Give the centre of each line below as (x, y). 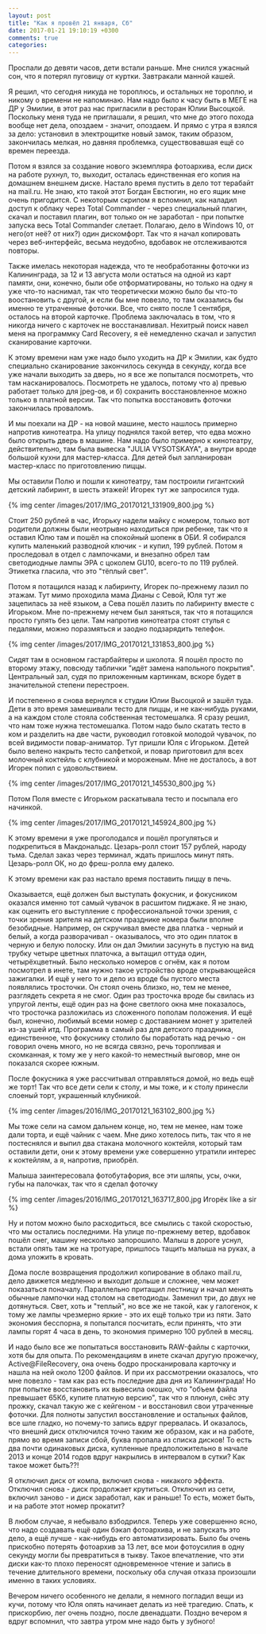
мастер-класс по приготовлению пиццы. (77, 466)
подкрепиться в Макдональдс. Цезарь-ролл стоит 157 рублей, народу (127, 847)
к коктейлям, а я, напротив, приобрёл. (73, 1160)
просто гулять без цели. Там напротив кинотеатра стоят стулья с (120, 620)
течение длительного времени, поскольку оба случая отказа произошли (132, 1572)
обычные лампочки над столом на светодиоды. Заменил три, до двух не (132, 1298)
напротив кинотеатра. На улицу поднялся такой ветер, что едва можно (130, 432)
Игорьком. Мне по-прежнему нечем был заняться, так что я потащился (131, 612)
